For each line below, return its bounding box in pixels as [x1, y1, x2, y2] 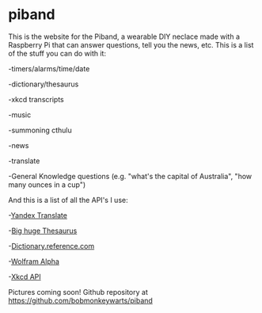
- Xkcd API [8, 272, 41, 281]
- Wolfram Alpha [8, 256, 59, 266]
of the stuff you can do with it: [8, 48, 107, 58]
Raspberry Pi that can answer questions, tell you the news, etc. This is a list [8, 40, 254, 49]
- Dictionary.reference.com [8, 241, 95, 250]
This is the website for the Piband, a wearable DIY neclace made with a [8, 32, 240, 41]
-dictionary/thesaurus [8, 79, 79, 89]
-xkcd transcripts [8, 94, 65, 104]
